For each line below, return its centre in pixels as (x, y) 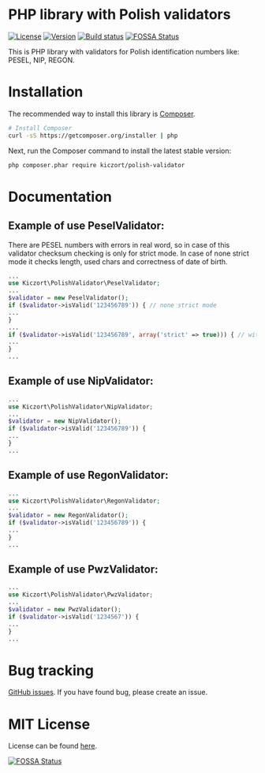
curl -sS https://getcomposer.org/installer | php (93, 136)
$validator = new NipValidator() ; (65, 421)
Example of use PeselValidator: (86, 226)
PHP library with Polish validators (119, 15)
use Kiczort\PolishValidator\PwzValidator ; (81, 595)
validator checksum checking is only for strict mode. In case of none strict (129, 253)
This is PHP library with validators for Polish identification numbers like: (124, 51)
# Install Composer (40, 128)
